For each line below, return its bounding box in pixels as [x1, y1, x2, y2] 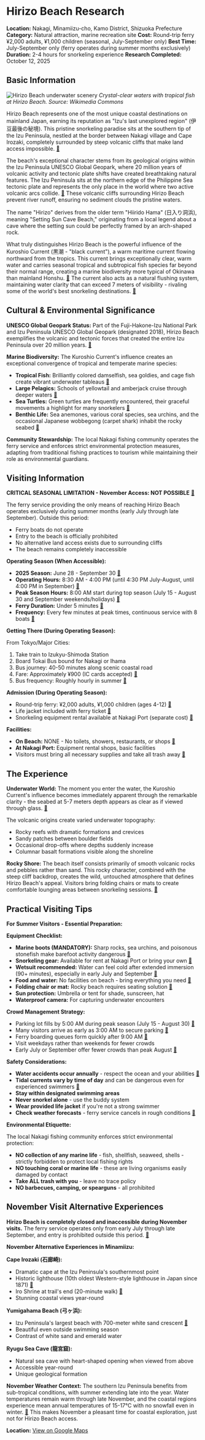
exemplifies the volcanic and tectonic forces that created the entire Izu [6, 334, 185, 342]
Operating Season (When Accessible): [6, 557, 106, 565]
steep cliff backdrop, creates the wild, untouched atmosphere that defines [6, 873, 195, 880]
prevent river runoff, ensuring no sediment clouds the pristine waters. [6, 195, 182, 203]
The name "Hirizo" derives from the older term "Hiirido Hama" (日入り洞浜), [6, 208, 198, 216]
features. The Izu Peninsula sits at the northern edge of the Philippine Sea [6, 176, 193, 184]
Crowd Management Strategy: [6, 1008, 85, 1015]
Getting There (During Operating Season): [6, 627, 115, 634]
